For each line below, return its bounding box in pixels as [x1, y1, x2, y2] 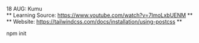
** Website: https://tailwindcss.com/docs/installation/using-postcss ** [6, 18, 183, 25]
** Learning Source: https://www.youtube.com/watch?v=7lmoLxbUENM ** [6, 12, 193, 19]
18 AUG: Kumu [6, 5, 42, 12]
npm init [6, 30, 27, 37]
